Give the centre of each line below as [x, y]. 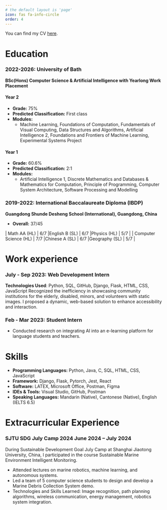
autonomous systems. [35, 475]
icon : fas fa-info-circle [32, 15]
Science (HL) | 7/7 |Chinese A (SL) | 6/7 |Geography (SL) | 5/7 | [70, 239]
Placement [17, 85]
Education [27, 54]
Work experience [42, 259]
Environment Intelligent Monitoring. [41, 460]
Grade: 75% [25, 109]
